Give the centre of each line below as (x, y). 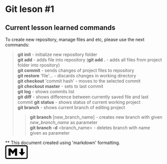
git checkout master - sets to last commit (60, 86)
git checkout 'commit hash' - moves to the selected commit (79, 81)
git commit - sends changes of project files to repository (76, 70)
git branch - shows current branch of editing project (71, 107)
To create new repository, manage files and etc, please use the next (75, 39)
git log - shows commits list (46, 91)
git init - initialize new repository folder (57, 54)
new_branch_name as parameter (64, 122)
